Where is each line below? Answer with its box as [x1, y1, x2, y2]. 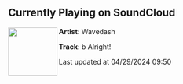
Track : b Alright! [58, 42, 112, 51]
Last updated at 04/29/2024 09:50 [58, 57, 172, 66]
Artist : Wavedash [58, 26, 115, 36]
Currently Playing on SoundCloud [8, 6, 176, 19]
